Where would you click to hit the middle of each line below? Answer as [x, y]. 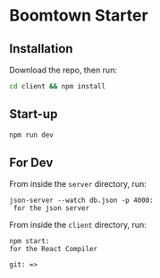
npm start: [29, 241]
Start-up [34, 114]
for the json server [51, 208]
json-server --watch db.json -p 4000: [81, 201]
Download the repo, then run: [63, 70]
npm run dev [31, 135]
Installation [41, 49]
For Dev [31, 162]
